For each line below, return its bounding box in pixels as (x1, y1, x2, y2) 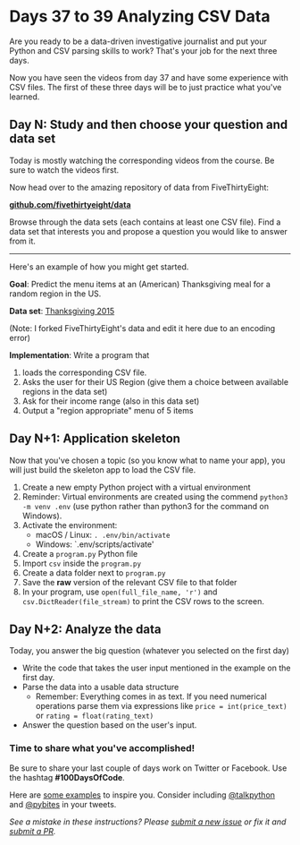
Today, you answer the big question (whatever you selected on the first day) (9, 645, 290, 656)
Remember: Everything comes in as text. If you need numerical (35, 691, 268, 702)
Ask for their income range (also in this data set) (21, 396, 200, 406)
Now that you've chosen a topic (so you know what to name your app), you (9, 455, 286, 465)
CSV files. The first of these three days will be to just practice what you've (9, 81, 282, 92)
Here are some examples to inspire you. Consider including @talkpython (9, 790, 275, 800)
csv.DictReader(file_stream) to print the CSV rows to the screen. (21, 595, 265, 606)
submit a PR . (9, 825, 56, 836)
